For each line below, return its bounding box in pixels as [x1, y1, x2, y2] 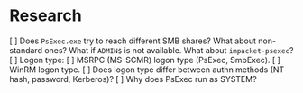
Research [9, 5, 83, 26]
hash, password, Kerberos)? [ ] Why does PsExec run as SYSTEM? [9, 73, 257, 84]
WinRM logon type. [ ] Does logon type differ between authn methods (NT [9, 64, 285, 75]
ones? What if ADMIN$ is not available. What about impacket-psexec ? [44, 44, 294, 55]
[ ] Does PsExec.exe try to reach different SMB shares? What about [9, 35, 257, 46]
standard [9, 44, 43, 55]
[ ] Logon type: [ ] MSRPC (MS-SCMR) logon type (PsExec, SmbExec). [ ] [9, 54, 281, 65]
